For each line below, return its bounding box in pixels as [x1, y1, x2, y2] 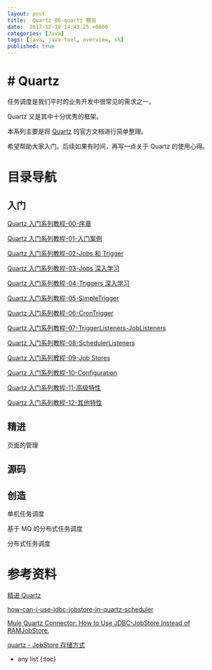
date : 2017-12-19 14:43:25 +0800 [7, 23, 109, 30]
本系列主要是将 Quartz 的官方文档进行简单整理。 [7, 127, 147, 136]
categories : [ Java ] [7, 29, 65, 37]
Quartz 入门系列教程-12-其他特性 [7, 398, 102, 407]
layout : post [7, 10, 46, 18]
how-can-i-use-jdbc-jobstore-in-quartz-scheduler [7, 605, 154, 613]
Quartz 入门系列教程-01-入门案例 [7, 234, 102, 242]
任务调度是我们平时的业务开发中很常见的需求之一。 [7, 97, 155, 105]
